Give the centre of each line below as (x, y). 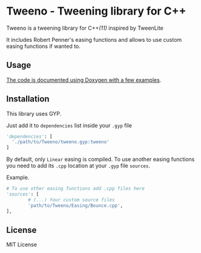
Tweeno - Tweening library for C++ (96, 11)
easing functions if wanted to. (43, 46)
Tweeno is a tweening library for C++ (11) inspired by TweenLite (85, 28)
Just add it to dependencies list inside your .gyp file (69, 125)
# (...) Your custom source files (71, 200)
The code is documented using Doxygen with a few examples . (84, 79)
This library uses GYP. (34, 113)
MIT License (22, 245)
